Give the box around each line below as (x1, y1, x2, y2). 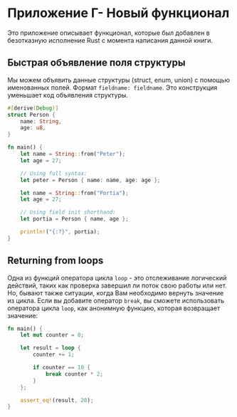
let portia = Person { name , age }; (20, 216, 130, 223)
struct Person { (7, 111, 56, 118)
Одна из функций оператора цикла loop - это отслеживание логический (7, 273, 227, 282)
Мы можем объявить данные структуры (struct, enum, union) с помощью (7, 75, 230, 84)
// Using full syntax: (20, 169, 88, 177)
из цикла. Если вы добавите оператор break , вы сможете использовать (7, 296, 224, 305)
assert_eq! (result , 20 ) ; (20, 396, 94, 403)
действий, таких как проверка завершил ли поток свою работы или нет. (7, 281, 228, 290)
